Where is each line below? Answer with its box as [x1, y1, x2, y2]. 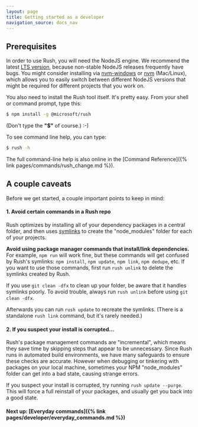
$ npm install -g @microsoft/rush [6, 112, 92, 118]
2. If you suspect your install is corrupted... [6, 325, 115, 333]
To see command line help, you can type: [6, 133, 106, 141]
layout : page [6, 8, 38, 15]
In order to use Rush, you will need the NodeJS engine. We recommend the [6, 57, 190, 64]
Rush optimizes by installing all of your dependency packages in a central [6, 221, 186, 228]
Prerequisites [6, 41, 57, 51]
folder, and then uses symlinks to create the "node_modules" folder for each [6, 227, 192, 234]
